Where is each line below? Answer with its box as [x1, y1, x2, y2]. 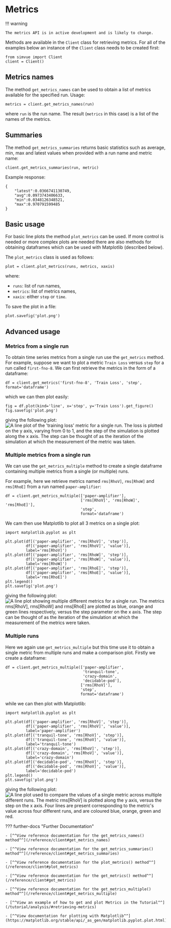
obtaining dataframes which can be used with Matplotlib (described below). [5, 244, 164, 250]
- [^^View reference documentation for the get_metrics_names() [5, 833, 145, 838]
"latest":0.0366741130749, [14, 188, 72, 193]
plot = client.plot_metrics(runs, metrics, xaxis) [5, 264, 115, 269]
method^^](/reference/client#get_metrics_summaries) [5, 850, 120, 856]
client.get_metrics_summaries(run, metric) [5, 165, 99, 170]
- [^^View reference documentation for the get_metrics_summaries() [5, 846, 154, 852]
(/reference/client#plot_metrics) [5, 864, 79, 869]
